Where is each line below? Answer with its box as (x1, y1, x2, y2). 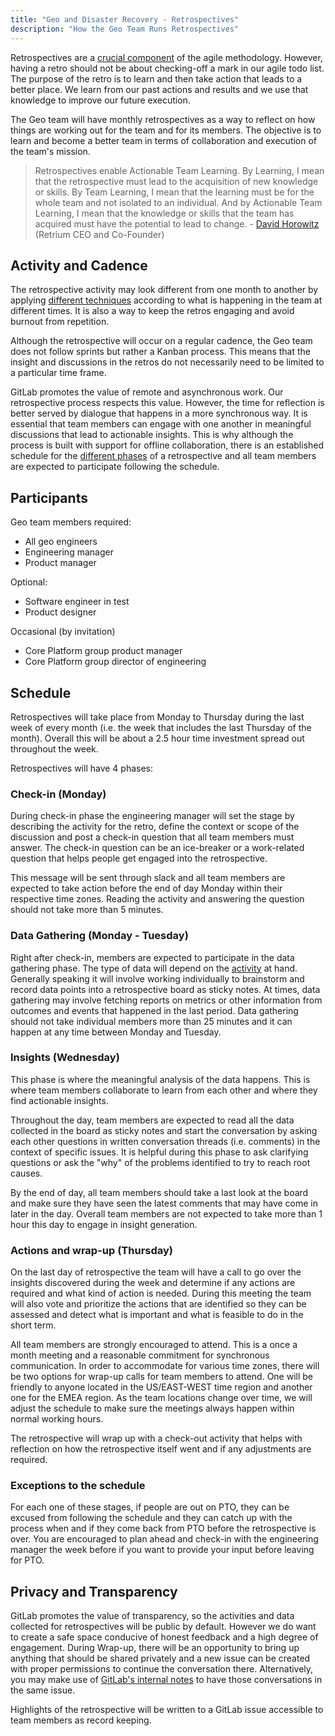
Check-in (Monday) (10, 787, 107, 801)
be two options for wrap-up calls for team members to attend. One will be (10, 1371, 314, 1383)
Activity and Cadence (10, 257, 148, 274)
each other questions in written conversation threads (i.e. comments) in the (10, 1135, 321, 1147)
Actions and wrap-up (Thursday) (10, 1243, 174, 1257)
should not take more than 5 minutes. (10, 904, 164, 916)
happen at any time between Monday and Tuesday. (10, 1026, 222, 1038)
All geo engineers (24, 536, 98, 548)
